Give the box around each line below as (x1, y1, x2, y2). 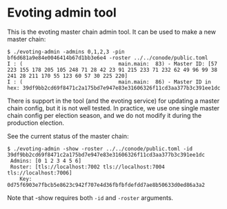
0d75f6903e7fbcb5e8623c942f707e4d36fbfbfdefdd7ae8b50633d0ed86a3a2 (7, 181, 206, 188)
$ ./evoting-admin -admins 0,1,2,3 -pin (7, 48, 126, 55)
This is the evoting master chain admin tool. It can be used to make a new (7, 28, 216, 36)
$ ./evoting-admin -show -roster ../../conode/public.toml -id (7, 145, 193, 152)
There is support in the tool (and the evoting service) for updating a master (7, 97, 219, 105)
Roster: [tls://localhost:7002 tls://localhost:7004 (10, 163, 166, 170)
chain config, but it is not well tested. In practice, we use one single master (7, 103, 220, 112)
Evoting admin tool (7, 5, 117, 21)
